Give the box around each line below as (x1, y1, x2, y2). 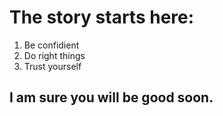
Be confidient (23, 39, 80, 51)
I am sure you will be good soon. (9, 89, 214, 106)
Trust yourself (23, 60, 82, 72)
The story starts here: (9, 6, 195, 29)
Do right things (23, 49, 86, 61)
